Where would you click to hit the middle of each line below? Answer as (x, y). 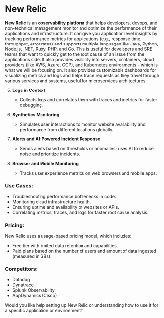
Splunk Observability (34, 290)
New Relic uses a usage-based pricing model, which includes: (68, 236)
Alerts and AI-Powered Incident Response (56, 139)
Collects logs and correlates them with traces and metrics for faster (88, 99)
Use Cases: (19, 185)
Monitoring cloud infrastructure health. (52, 202)
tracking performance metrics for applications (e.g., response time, (73, 39)
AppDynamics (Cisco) (35, 295)
